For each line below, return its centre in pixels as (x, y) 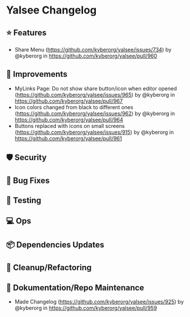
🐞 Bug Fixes (28, 181)
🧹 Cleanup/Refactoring (49, 268)
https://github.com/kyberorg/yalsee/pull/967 (69, 101)
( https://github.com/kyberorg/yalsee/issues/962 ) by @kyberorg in (95, 113)
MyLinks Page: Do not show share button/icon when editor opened (96, 88)
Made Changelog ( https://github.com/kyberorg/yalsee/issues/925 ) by (99, 301)
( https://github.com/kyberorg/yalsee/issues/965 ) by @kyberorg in (95, 95)
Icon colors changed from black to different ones (74, 107)
